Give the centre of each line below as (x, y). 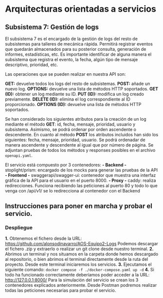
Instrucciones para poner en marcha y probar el (79, 206)
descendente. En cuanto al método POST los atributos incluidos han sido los (82, 135)
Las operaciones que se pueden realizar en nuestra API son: (65, 74)
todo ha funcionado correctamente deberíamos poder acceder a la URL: (77, 275)
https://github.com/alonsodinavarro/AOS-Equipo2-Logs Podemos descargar (81, 243)
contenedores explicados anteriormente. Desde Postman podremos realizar (81, 285)
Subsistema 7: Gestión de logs (52, 27)
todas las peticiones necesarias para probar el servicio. (61, 290)
